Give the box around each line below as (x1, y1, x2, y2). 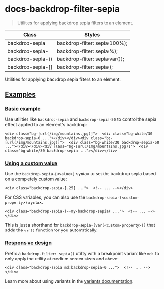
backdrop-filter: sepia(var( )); (57, 56, 124, 62)
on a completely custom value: (5, 176, 67, 182)
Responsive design (5, 239, 52, 246)
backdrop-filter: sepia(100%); (57, 39, 128, 46)
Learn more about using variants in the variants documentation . (5, 278, 134, 284)
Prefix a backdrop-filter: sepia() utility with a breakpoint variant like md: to (5, 251, 160, 257)
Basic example (5, 105, 41, 112)
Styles (84, 31, 100, 38)
